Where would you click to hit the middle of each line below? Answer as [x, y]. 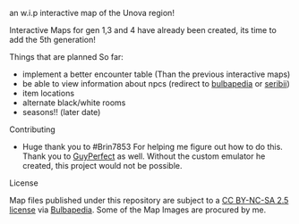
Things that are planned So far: [66, 57]
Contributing [32, 129]
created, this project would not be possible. [102, 166]
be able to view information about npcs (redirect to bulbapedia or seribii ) [156, 83]
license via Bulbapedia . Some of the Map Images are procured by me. [138, 210]
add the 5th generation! [52, 40]
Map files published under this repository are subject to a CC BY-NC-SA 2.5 [149, 200]
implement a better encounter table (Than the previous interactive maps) [156, 74]
